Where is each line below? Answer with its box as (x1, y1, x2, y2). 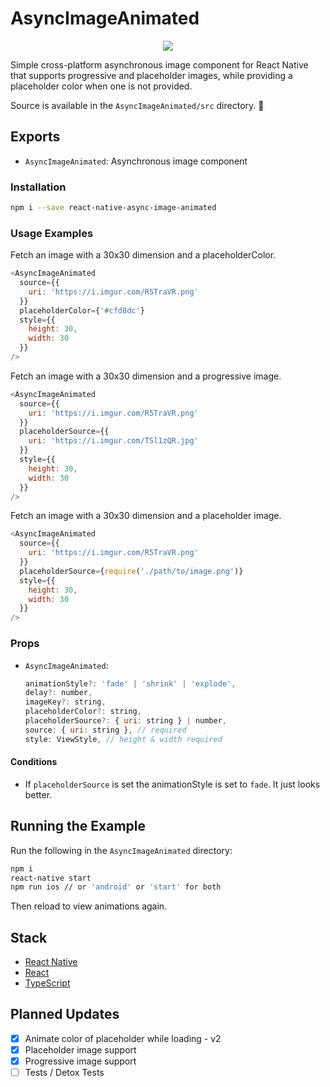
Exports (10, 128, 61, 146)
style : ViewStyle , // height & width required (24, 734, 223, 744)
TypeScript (24, 977, 71, 989)
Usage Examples (10, 226, 94, 240)
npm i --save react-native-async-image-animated (10, 203, 217, 213)
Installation (10, 180, 67, 194)
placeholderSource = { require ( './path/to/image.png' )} (19, 566, 244, 576)
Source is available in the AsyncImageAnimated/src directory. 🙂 (10, 99, 265, 111)
